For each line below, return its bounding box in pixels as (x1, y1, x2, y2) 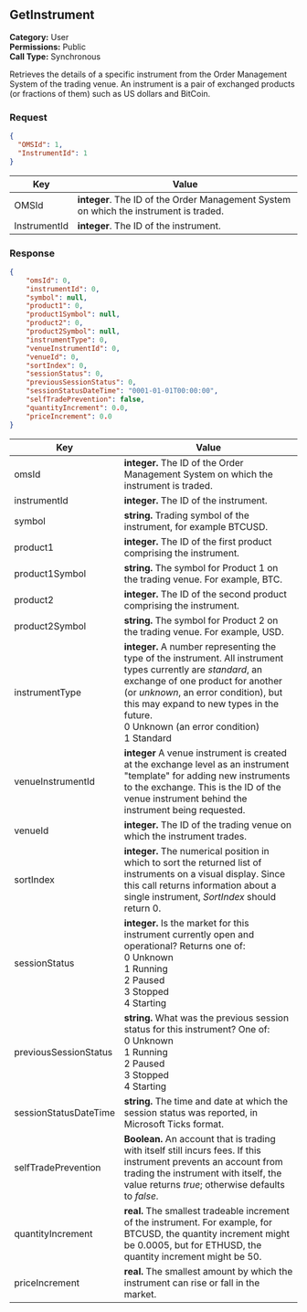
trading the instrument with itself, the (123, 1167, 282, 1180)
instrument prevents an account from (123, 1155, 283, 1168)
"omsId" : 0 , (26, 276, 71, 285)
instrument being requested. (123, 803, 246, 816)
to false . (123, 1190, 159, 1202)
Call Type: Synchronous (9, 50, 101, 62)
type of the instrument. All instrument (123, 651, 284, 664)
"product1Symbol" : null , (26, 310, 121, 319)
